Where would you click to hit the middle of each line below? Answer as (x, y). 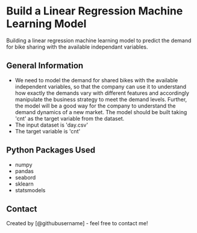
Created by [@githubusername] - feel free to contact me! (77, 223)
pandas (24, 171)
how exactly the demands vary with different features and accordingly (102, 93)
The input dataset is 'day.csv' (52, 125)
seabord (25, 177)
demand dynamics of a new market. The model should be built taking (101, 112)
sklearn (24, 184)
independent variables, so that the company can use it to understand (101, 86)
